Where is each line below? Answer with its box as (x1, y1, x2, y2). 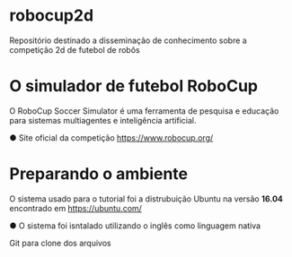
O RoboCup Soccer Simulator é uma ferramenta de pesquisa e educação (9, 105, 279, 116)
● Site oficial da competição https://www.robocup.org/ (9, 132, 214, 143)
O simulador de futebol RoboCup (9, 76, 259, 97)
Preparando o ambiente (9, 164, 189, 184)
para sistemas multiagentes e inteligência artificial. (9, 115, 197, 125)
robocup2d (9, 5, 94, 26)
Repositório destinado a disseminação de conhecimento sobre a (9, 35, 247, 46)
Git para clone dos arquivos (9, 237, 111, 248)
